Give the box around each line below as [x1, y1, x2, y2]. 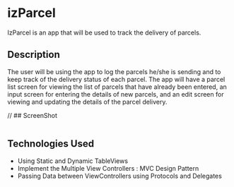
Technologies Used [7, 138, 94, 150]
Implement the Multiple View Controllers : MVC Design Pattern [17, 164, 199, 172]
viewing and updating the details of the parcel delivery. [7, 97, 168, 106]
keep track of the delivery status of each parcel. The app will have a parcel [7, 75, 226, 83]
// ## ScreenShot [7, 111, 58, 119]
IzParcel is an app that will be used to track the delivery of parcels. [7, 28, 201, 37]
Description [7, 49, 60, 61]
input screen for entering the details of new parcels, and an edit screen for [7, 90, 224, 98]
